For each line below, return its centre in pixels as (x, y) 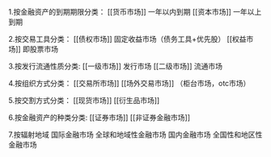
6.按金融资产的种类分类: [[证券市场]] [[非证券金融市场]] (100, 118)
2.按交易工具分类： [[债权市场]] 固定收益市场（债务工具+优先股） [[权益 (127, 39)
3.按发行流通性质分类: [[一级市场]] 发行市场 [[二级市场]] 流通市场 (115, 66)
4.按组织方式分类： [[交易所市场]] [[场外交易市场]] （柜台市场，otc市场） (129, 83)
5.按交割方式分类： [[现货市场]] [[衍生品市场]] (84, 100)
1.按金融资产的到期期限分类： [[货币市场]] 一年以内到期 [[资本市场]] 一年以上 (135, 12)
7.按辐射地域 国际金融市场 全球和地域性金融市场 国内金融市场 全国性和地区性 (135, 134)
